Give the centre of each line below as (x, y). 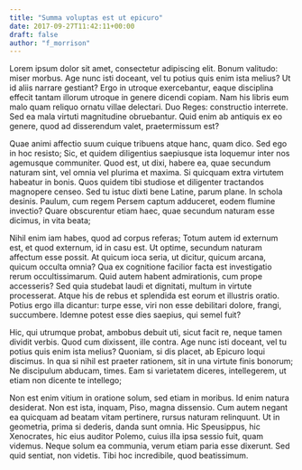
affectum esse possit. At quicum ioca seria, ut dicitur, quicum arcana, (137, 258)
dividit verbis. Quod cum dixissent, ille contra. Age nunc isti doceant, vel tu (148, 342)
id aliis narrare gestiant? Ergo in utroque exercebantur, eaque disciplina (142, 88)
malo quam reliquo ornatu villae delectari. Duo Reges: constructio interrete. (149, 107)
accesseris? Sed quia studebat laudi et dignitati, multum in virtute (131, 287)
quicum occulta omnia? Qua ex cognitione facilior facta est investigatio (141, 267)
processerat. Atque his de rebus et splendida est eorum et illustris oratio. (144, 296)
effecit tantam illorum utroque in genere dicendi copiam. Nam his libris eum (149, 98)
